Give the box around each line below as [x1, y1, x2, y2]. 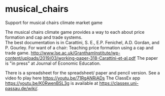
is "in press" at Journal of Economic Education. [5, 60, 101, 66]
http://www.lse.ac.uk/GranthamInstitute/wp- [31, 50, 121, 56]
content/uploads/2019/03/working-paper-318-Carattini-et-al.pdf [5, 55, 136, 61]
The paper [136, 55, 158, 61]
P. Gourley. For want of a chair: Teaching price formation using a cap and [5, 45, 154, 50]
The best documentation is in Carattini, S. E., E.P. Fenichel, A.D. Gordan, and [5, 39, 160, 45]
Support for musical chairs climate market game [5, 20, 102, 25]
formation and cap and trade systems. [5, 34, 83, 40]
